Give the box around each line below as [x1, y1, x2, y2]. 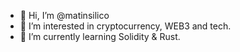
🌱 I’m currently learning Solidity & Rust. [19, 31, 181, 42]
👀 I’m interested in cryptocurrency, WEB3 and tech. [19, 20, 232, 32]
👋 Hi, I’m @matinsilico [19, 10, 110, 21]
